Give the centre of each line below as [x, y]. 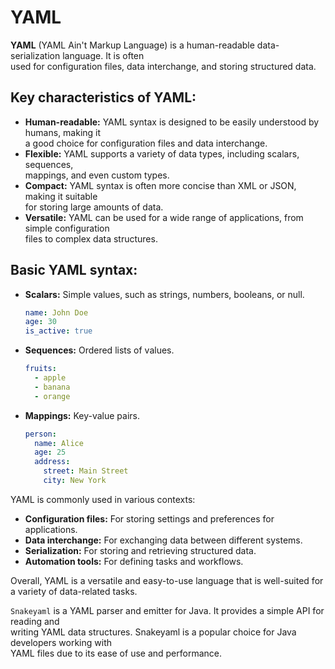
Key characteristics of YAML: [103, 97]
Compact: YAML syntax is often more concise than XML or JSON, [160, 185]
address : [52, 462]
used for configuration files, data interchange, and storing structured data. [163, 66]
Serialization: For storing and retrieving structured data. [140, 550]
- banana [52, 387]
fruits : [40, 369]
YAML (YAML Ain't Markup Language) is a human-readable [132, 45]
